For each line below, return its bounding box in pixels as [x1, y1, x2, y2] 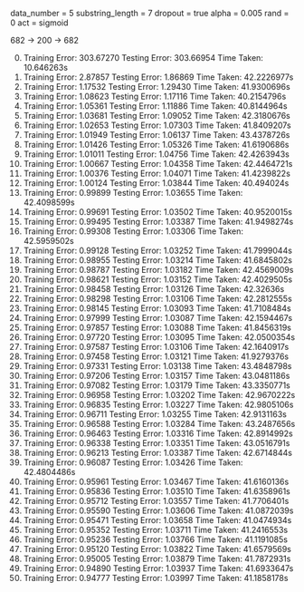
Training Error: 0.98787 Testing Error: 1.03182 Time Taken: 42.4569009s [23, 265, 294, 275]
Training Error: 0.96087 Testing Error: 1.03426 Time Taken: [23, 457, 243, 468]
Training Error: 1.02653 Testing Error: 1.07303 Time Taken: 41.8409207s [23, 120, 292, 131]
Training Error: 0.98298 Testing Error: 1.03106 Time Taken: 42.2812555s [23, 294, 292, 304]
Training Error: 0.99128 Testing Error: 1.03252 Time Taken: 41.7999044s [23, 245, 293, 256]
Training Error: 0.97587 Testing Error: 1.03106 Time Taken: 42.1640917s [23, 342, 290, 352]
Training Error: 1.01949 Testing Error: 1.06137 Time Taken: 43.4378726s [23, 130, 290, 140]
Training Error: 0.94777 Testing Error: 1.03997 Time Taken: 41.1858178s [23, 573, 289, 583]
